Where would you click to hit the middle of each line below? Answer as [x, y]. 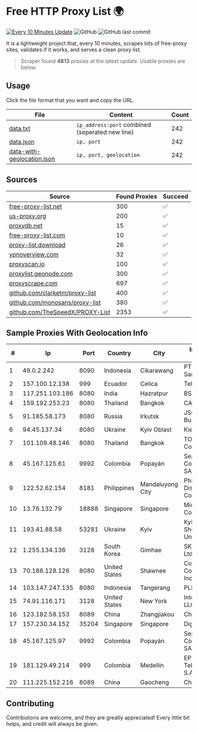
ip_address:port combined [114, 125]
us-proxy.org [28, 216]
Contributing [30, 703]
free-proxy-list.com [37, 235]
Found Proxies [136, 196]
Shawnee [153, 571]
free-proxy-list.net [36, 206]
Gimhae [151, 550]
